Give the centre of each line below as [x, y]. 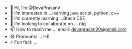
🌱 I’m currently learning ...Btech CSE [47, 18]
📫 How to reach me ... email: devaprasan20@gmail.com [68, 29]
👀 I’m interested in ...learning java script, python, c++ [64, 13]
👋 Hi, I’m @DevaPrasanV [35, 8]
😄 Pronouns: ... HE [30, 36]
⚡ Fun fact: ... [24, 42]
